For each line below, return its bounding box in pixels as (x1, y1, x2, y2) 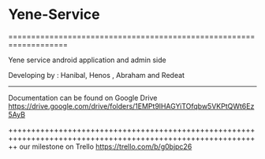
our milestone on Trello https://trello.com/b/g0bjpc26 (19, 142, 192, 151)
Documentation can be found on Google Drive (8, 93, 158, 102)
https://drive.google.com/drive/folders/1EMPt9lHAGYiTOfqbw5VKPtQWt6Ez (8, 101, 255, 111)
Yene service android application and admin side (8, 55, 167, 65)
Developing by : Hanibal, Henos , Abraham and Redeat (8, 70, 185, 79)
